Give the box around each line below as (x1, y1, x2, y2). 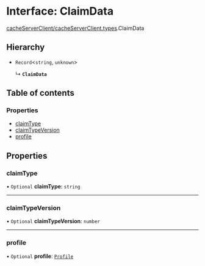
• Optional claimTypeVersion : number (6, 218, 101, 225)
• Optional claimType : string (6, 183, 81, 190)
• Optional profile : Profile (6, 252, 74, 260)
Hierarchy (6, 42, 45, 52)
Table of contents (6, 88, 74, 98)
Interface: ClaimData (6, 4, 114, 18)
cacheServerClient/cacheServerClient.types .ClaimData (6, 24, 145, 32)
